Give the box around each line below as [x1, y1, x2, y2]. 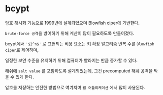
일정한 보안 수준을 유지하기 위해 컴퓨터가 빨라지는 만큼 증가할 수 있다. [5, 57, 138, 63]
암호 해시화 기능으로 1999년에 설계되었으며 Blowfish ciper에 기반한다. [5, 20, 140, 26]
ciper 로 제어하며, [5, 47, 39, 53]
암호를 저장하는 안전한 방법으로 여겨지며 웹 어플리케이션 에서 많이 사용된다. [5, 84, 145, 90]
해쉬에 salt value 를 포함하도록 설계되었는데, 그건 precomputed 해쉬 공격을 [5, 67, 153, 74]
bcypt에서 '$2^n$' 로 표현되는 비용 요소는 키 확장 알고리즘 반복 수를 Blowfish [5, 40, 155, 47]
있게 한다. [15, 74, 34, 80]
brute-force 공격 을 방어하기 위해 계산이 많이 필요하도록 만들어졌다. [5, 30, 134, 36]
